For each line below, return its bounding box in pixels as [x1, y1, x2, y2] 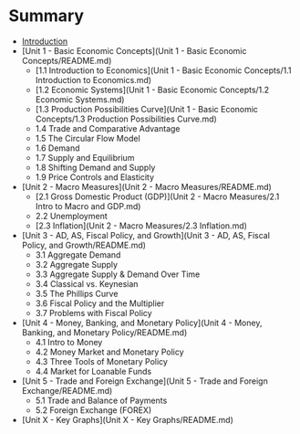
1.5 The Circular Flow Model [35, 132, 140, 143]
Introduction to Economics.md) [35, 74, 152, 85]
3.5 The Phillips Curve [35, 288, 119, 299]
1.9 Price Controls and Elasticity [35, 171, 155, 183]
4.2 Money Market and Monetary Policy [35, 346, 184, 357]
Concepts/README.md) [21, 55, 112, 66]
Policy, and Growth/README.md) [21, 239, 147, 250]
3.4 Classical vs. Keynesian [35, 278, 139, 289]
